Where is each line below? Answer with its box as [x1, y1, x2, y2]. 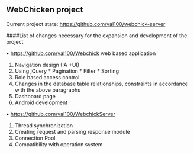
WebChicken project [6, 5, 83, 15]
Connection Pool [14, 134, 56, 142]
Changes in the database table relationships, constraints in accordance [14, 80, 188, 87]
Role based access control [14, 73, 80, 81]
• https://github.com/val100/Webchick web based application [6, 50, 156, 57]
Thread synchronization [14, 121, 73, 129]
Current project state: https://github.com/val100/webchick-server [6, 20, 166, 27]
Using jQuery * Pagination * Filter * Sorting [14, 68, 119, 75]
